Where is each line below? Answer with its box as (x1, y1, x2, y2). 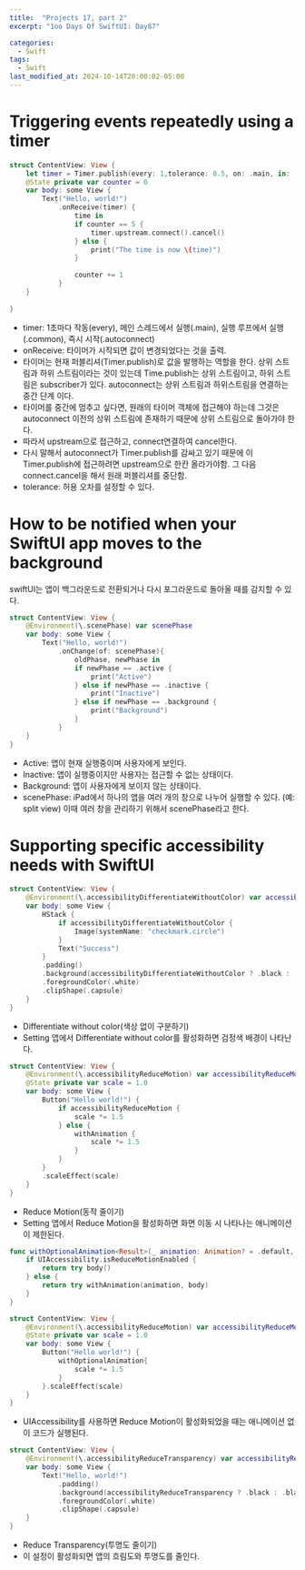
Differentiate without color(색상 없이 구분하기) (22, 1021, 190, 1032)
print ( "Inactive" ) (90, 689, 161, 699)
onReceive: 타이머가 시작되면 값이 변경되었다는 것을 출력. (22, 345, 227, 356)
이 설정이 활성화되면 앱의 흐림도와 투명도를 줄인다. (22, 1551, 200, 1562)
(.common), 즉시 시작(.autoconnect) (22, 333, 155, 344)
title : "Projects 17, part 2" (9, 13, 128, 23)
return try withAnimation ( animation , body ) (42, 1281, 209, 1290)
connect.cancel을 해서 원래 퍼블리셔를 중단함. (22, 469, 188, 480)
